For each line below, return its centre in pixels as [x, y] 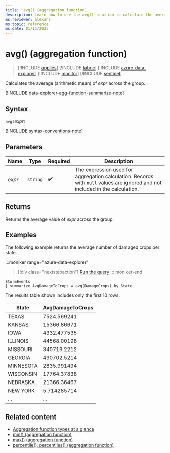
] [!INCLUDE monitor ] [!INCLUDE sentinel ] [79, 74]
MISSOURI [20, 350]
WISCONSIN [23, 374]
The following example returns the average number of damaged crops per [82, 247]
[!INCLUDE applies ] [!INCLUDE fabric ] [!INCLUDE [69, 68]
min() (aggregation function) [42, 435]
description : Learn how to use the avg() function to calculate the [79, 15]
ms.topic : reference [27, 24]
